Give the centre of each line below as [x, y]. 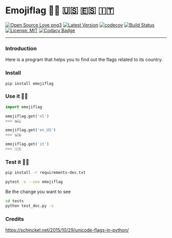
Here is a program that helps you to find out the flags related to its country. [84, 60]
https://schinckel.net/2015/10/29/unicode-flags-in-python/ [67, 230]
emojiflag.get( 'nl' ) [27, 116]
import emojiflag [24, 107]
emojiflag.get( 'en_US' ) [31, 130]
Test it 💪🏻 [17, 162]
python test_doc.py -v [29, 206]
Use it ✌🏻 [17, 96]
